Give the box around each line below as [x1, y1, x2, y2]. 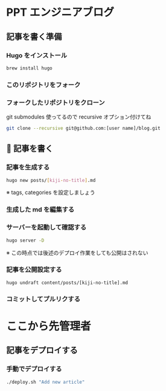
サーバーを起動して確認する [6, 223, 87, 231]
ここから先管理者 [6, 319, 92, 333]
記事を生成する [6, 163, 50, 172]
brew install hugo [6, 65, 53, 71]
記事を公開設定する [6, 265, 62, 274]
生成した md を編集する [6, 205, 75, 214]
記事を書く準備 [6, 31, 62, 42]
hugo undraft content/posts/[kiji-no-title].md [6, 279, 129, 286]
